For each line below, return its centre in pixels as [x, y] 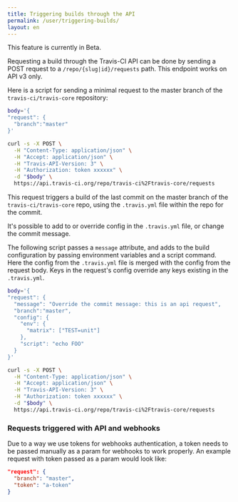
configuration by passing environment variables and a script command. [112, 255]
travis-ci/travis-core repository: [58, 98]
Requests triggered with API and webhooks [84, 428]
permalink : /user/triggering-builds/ [63, 21]
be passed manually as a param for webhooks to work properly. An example [119, 451]
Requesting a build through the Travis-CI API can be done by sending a [112, 61]
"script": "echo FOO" [52, 344]
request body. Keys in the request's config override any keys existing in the [118, 270]
